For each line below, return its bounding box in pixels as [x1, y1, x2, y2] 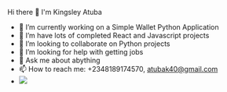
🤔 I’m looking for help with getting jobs [18, 48, 144, 56]
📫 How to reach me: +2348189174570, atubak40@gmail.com [18, 65, 218, 73]
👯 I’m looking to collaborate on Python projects [18, 39, 170, 48]
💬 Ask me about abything [18, 55, 101, 65]
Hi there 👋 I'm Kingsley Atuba [7, 8, 103, 16]
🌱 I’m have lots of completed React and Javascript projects [18, 31, 210, 40]
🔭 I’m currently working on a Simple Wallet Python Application [18, 23, 219, 31]
